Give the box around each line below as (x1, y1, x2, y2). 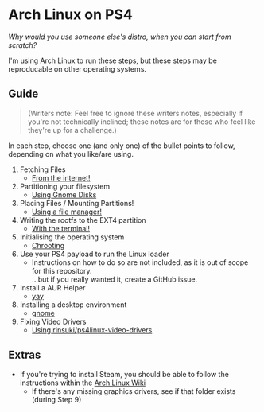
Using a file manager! (31, 207, 102, 216)
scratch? (8, 40, 37, 49)
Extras (8, 348, 41, 362)
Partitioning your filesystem (19, 181, 110, 191)
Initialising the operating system (19, 232, 125, 242)
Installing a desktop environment (19, 300, 127, 309)
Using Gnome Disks (31, 189, 97, 200)
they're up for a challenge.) (27, 125, 117, 134)
